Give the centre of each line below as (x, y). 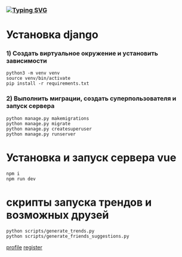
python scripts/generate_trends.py (50, 231)
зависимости (27, 61)
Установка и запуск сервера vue (91, 157)
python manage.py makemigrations (48, 118)
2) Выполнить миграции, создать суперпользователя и (91, 98)
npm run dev (21, 179)
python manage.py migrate (38, 123)
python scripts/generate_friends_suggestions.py (68, 236)
